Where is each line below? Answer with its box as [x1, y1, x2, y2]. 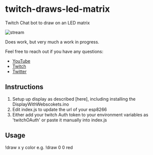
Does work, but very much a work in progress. [5, 39, 100, 45]
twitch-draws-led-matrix [5, 3, 110, 15]
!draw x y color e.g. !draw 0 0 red [5, 144, 73, 150]
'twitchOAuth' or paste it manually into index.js [12, 117, 107, 123]
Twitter [12, 68, 27, 75]
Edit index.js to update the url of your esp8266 [12, 106, 107, 112]
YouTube [12, 58, 31, 64]
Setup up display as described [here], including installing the [12, 96, 136, 102]
